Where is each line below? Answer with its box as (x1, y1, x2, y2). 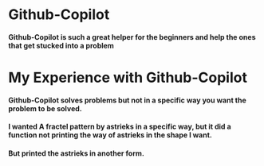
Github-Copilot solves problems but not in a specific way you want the (8, 95, 247, 105)
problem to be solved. (8, 103, 82, 113)
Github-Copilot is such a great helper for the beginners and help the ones (8, 32, 256, 41)
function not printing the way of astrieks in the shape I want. (8, 130, 213, 140)
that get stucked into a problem (8, 41, 114, 50)
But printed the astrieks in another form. (8, 149, 145, 158)
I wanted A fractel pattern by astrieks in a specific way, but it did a (8, 122, 231, 132)
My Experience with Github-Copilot (8, 68, 247, 87)
